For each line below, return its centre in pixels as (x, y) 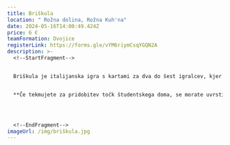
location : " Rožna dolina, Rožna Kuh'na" (67, 20)
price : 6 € (23, 32)
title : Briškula (30, 13)
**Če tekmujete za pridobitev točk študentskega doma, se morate (108, 94)
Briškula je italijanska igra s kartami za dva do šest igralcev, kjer (118, 76)
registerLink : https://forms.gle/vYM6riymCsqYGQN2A (82, 45)
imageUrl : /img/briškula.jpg (49, 131)
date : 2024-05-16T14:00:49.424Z (53, 26)
